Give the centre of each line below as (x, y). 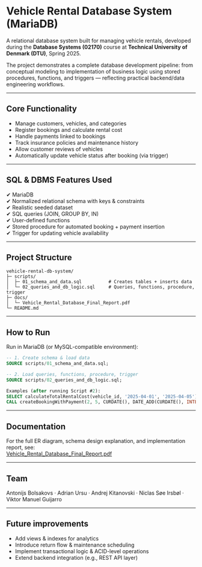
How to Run (28, 332)
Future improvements (47, 524)
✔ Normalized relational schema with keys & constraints (75, 201)
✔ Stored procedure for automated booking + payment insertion (86, 227)
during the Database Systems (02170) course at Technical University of (97, 47)
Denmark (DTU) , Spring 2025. (44, 53)
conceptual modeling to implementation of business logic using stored (93, 71)
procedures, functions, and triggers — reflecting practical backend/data (95, 78)
